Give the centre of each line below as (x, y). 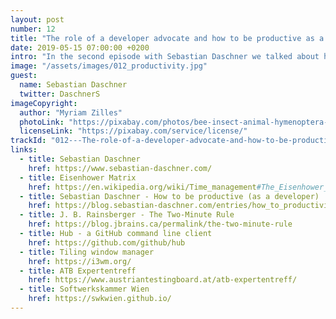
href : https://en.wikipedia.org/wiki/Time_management (142, 187)
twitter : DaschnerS (60, 94)
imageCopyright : (44, 103)
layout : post (37, 19)
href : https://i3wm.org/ (80, 261)
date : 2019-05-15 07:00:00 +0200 (80, 47)
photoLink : (42, 122)
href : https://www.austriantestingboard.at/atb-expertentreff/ (163, 280)
